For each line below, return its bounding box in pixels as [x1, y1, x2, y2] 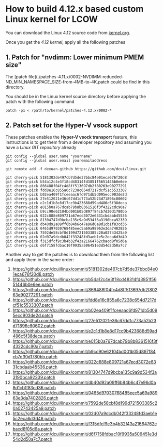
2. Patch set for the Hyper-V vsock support [5, 121, 138, 130]
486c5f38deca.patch [12, 333, 55, 339]
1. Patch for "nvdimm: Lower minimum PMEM [5, 53, 144, 62]
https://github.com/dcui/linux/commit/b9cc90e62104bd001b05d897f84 [12, 348, 156, 354]
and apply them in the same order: [5, 256, 74, 263]
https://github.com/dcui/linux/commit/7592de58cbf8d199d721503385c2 [12, 400, 158, 406]
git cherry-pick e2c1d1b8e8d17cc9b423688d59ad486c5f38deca [5, 200, 127, 205]
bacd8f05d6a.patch [12, 426, 53, 431]
